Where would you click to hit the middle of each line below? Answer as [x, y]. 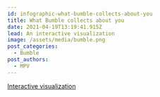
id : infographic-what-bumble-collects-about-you [80, 14]
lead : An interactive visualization [61, 33]
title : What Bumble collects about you [66, 20]
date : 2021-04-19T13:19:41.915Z [55, 27]
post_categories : [33, 46]
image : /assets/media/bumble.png [56, 40]
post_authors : [28, 60]
